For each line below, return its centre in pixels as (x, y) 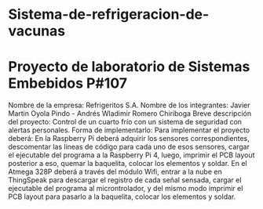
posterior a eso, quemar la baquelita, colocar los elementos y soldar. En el (128, 164)
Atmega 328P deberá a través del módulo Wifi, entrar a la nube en (115, 172)
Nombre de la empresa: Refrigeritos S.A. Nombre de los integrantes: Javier (129, 105)
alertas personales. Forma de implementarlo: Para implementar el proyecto (129, 130)
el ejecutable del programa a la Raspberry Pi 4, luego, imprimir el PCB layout (131, 155)
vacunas (37, 31)
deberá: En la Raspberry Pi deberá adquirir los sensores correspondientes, (129, 139)
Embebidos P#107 (68, 83)
